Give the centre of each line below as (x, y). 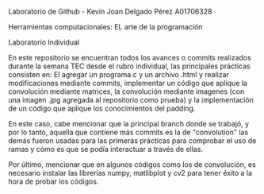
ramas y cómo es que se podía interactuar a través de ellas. (106, 149)
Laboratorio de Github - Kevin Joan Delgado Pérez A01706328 (110, 12)
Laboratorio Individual (44, 42)
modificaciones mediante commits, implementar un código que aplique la (128, 83)
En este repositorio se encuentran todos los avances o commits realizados (130, 58)
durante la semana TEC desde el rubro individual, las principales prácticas (130, 66)
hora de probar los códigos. (54, 181)
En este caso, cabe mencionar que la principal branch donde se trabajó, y (129, 124)
